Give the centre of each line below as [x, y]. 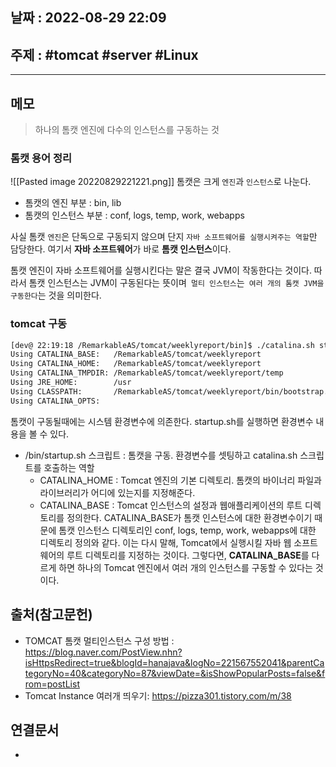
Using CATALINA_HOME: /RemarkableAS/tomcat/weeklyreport [136, 364]
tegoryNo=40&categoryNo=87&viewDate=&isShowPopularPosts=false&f [175, 673]
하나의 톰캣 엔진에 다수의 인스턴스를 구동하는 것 [127, 130]
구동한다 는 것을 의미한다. [56, 295]
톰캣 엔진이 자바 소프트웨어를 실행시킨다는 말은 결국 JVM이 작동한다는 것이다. [161, 270]
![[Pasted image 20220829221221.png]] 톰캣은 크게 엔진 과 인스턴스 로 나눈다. [161, 182]
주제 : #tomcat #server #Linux [104, 54]
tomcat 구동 [39, 324]
